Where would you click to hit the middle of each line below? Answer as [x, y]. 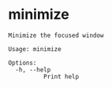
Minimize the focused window [56, 35]
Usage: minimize [35, 49]
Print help [61, 76]
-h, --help [33, 70]
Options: [22, 63]
